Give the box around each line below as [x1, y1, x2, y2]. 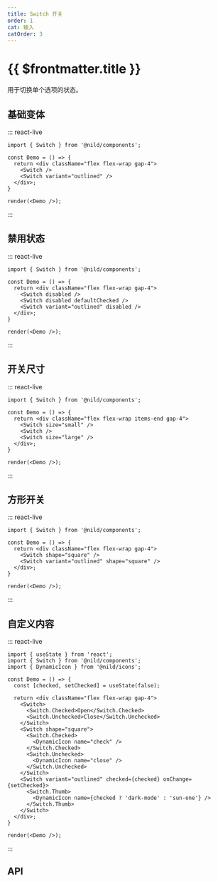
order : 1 [7, 17, 33, 24]
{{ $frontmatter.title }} [7, 61, 141, 77]
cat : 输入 [7, 24, 34, 31]
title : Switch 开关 [7, 10, 63, 18]
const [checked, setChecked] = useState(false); [13, 682, 160, 689]
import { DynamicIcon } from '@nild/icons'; [7, 664, 141, 671]
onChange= [163, 776, 192, 783]
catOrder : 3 [7, 30, 43, 38]
